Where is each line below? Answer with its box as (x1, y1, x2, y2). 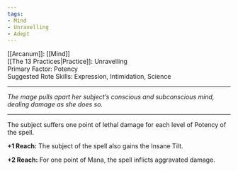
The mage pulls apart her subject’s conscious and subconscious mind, (7, 93, 215, 101)
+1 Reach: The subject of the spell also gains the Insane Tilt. (7, 142, 183, 150)
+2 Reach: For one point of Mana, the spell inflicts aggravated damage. (7, 155, 216, 164)
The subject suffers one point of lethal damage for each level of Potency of (7, 121, 227, 129)
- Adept (7, 30, 30, 38)
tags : (7, 10, 23, 18)
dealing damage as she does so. (7, 100, 103, 109)
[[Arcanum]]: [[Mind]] (7, 50, 71, 58)
